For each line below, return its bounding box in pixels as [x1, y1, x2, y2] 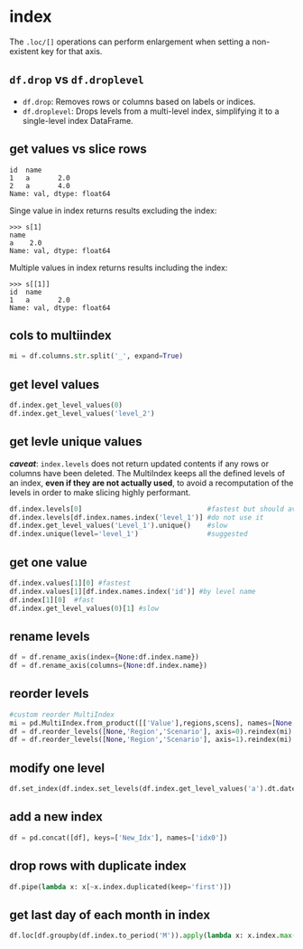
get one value [9, 554, 87, 570]
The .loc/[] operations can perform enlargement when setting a [9, 36, 251, 47]
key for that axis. [40, 45, 103, 56]
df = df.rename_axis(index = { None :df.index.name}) [9, 653, 200, 662]
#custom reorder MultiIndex [9, 709, 115, 719]
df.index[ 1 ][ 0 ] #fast [9, 595, 95, 605]
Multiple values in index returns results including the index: [9, 262, 228, 273]
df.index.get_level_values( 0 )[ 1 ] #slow [9, 604, 160, 613]
